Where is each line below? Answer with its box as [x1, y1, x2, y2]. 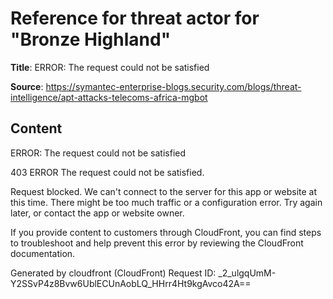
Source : [10, 80, 44, 92]
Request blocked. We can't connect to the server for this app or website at [10, 185, 318, 197]
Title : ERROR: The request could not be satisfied [10, 61, 210, 73]
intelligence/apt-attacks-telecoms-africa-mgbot [10, 91, 208, 103]
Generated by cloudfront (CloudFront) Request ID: [10, 267, 217, 279]
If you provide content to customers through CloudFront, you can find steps [10, 226, 322, 238]
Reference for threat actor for [10, 7, 260, 30]
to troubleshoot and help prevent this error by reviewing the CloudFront [10, 237, 304, 249]
